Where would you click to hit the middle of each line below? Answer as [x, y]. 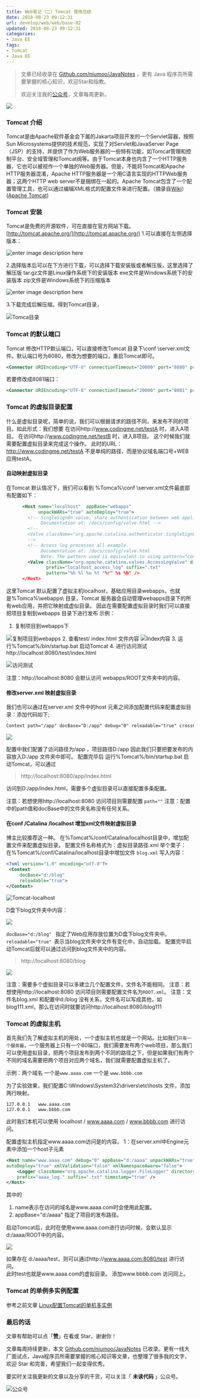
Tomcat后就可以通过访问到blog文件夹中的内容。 [70, 949]
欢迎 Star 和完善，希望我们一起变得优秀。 [57, 1363]
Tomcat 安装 [24, 211]
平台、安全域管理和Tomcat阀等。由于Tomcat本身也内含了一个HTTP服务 [99, 158]
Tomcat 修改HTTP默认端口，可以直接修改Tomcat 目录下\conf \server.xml [96, 348]
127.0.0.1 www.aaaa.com [38, 1104]
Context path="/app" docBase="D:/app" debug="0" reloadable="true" [92, 726]
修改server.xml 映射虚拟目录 [41, 692]
